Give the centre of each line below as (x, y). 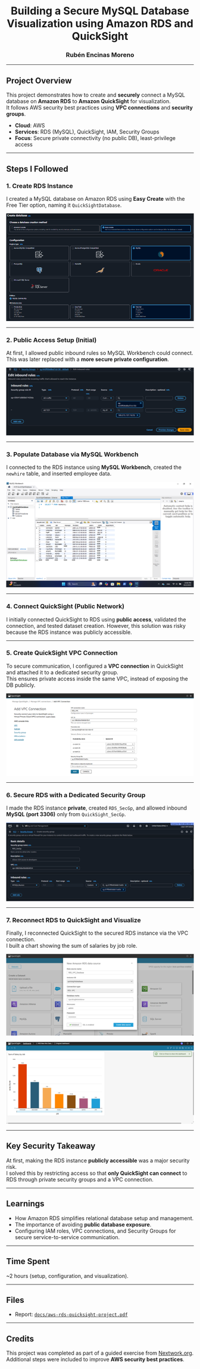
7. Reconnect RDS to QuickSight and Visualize (74, 920)
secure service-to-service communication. (67, 1237)
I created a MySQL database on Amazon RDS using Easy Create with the (96, 198)
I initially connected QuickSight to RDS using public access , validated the (96, 619)
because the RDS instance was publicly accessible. (69, 632)
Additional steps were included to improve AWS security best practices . (95, 1359)
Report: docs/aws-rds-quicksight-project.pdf (71, 1314)
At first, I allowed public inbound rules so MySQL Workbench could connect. (100, 353)
